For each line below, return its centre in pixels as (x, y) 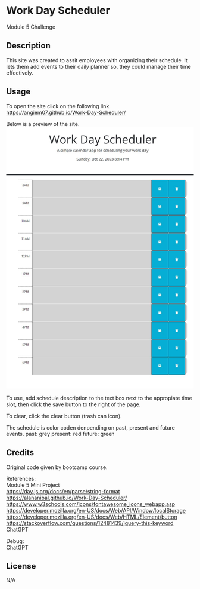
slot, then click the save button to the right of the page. (74, 404)
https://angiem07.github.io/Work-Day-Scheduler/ (66, 112)
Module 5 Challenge (31, 27)
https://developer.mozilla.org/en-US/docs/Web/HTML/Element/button (92, 517)
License (21, 566)
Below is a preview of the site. (43, 124)
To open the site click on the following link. (59, 106)
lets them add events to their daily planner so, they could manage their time (99, 66)
